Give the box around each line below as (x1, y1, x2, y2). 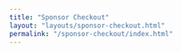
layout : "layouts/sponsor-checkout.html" (9, 21, 166, 30)
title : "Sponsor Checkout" (9, 12, 110, 22)
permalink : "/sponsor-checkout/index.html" (9, 29, 174, 38)
